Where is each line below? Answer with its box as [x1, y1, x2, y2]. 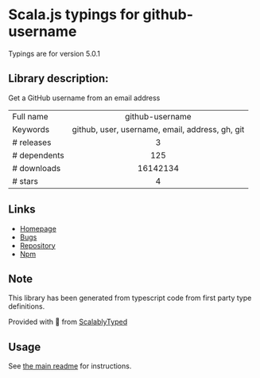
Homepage [19, 224, 57, 233]
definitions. [8, 302, 45, 311]
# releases [12, 137, 52, 148]
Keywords [12, 123, 50, 134]
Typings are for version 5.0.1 [8, 49, 101, 58]
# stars [12, 175, 38, 186]
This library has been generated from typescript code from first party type [8, 293, 252, 303]
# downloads [12, 162, 61, 173]
